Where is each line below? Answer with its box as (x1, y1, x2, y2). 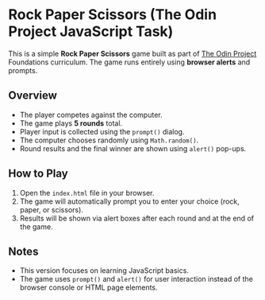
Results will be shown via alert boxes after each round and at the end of (19, 213, 255, 223)
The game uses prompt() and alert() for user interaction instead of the (19, 275, 254, 284)
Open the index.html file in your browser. (19, 188, 155, 197)
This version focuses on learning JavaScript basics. (19, 266, 189, 275)
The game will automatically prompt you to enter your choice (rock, (19, 197, 240, 206)
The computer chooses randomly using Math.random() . (19, 135, 199, 145)
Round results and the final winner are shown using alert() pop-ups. (19, 143, 247, 153)
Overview (8, 89, 58, 103)
